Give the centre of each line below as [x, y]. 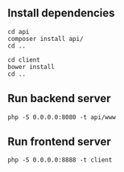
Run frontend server [59, 142]
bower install [31, 67]
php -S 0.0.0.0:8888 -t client [60, 160]
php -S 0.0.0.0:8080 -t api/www [62, 117]
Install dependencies [61, 13]
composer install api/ [45, 39]
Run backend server [59, 98]
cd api [19, 31]
